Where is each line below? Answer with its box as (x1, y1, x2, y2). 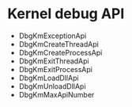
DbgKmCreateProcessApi (18, 48, 103, 57)
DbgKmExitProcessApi (18, 64, 92, 74)
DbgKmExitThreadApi (18, 56, 89, 66)
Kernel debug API (7, 5, 125, 23)
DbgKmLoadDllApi (18, 73, 80, 82)
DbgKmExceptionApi (18, 31, 87, 40)
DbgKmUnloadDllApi (18, 81, 86, 91)
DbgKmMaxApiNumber (18, 90, 95, 99)
